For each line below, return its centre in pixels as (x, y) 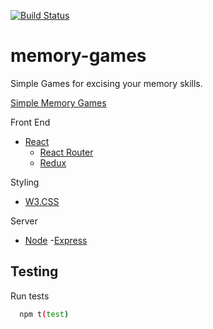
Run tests (30, 296)
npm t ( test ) (44, 314)
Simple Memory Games (58, 102)
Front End (30, 122)
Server (24, 221)
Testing (34, 271)
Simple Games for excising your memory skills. (106, 83)
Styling (25, 182)
